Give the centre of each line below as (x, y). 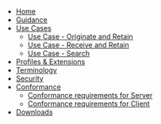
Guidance (31, 20)
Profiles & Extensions (50, 62)
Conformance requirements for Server (90, 95)
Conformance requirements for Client (89, 103)
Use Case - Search (58, 53)
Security (29, 79)
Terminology (36, 70)
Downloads (34, 112)
